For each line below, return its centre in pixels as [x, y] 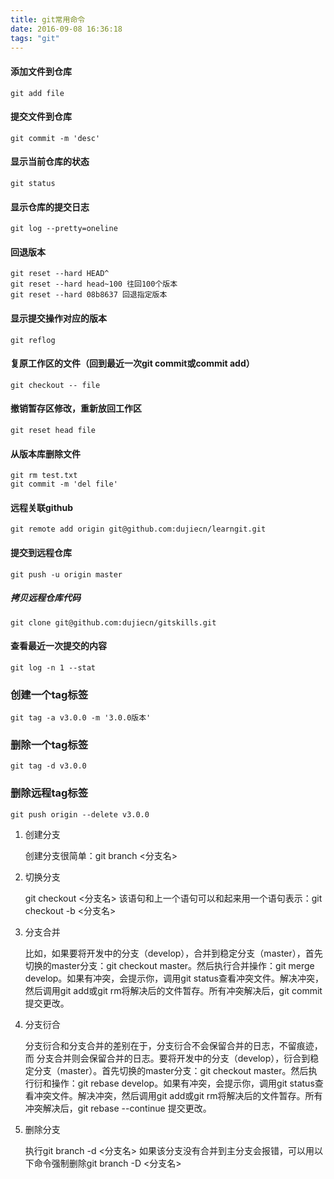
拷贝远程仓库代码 [45, 598]
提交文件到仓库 [41, 117]
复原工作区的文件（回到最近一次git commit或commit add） [132, 363]
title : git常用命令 [48, 19]
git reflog [33, 340]
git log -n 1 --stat [53, 667]
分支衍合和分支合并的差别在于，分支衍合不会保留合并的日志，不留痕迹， [173, 1045]
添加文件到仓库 [41, 71]
